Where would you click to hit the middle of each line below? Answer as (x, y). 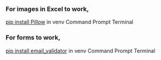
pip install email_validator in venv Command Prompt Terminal (80, 50)
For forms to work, (33, 38)
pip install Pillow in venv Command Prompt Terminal (69, 22)
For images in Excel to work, (47, 9)
